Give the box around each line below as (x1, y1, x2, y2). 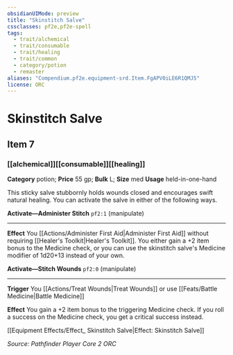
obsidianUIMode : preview (7, 10, 79, 17)
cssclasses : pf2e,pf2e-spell (7, 23, 92, 30)
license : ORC (7, 81, 45, 88)
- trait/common (13, 55, 58, 62)
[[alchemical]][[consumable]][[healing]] (7, 159, 146, 168)
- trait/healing (13, 49, 60, 56)
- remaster (13, 68, 45, 75)
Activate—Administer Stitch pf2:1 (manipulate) (7, 209, 144, 218)
